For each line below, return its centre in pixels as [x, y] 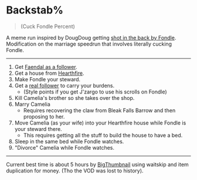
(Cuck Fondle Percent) [47, 26]
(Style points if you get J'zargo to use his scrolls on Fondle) [95, 92]
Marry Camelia [33, 104]
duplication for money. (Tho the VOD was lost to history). [75, 171]
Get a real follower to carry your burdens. [64, 85]
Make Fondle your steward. [47, 79]
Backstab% [35, 10]
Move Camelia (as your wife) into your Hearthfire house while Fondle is [100, 123]
